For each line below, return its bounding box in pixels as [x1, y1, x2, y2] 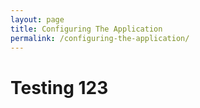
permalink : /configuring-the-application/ [10, 33, 190, 43]
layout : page [10, 14, 65, 25]
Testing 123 [10, 76, 109, 99]
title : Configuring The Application [10, 24, 163, 34]
